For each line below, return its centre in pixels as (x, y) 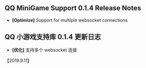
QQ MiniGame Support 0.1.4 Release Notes (73, 8)
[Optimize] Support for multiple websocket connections (70, 20)
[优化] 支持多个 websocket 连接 (44, 50)
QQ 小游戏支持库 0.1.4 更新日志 (53, 37)
